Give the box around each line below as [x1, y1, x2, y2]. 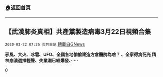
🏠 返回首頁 [5, 4, 31, 11]
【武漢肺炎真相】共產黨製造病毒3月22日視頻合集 [5, 28, 151, 36]
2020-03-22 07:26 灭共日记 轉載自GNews [5, 41, 85, 47]
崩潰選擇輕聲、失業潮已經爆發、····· [9, 58, 79, 63]
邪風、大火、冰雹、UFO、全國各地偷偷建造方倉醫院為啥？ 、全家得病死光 [5, 52, 151, 58]
